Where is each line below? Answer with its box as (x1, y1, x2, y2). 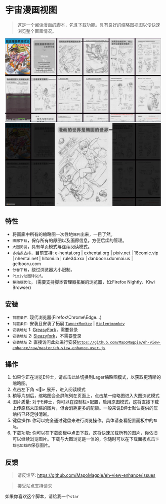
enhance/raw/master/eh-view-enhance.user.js (12, 345, 106, 350)
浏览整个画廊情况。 (17, 28, 57, 34)
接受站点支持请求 (17, 483, 52, 489)
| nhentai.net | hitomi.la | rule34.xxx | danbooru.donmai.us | (12, 255, 133, 261)
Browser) (12, 284, 31, 290)
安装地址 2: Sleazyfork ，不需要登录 (12, 333, 82, 338)
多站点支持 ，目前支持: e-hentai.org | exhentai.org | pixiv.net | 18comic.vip (12, 250, 159, 256)
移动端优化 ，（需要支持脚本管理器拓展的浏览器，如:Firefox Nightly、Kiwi (12, 279, 155, 285)
